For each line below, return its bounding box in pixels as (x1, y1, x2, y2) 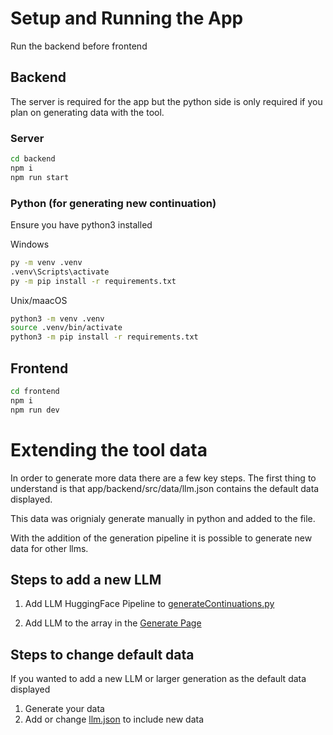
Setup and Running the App (10, 7, 244, 30)
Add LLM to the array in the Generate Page (24, 617, 202, 629)
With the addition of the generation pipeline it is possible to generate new (10, 532, 313, 544)
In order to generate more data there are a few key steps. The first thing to (10, 472, 317, 484)
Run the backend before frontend (10, 40, 148, 52)
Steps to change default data (10, 646, 195, 663)
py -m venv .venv (10, 257, 83, 267)
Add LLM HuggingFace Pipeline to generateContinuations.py (24, 598, 275, 610)
